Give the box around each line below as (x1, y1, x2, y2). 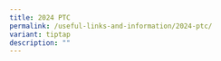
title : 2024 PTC (9, 13, 71, 22)
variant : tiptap (9, 30, 71, 39)
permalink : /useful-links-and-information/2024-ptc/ (9, 22, 213, 30)
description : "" (9, 38, 71, 48)
